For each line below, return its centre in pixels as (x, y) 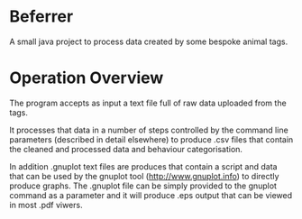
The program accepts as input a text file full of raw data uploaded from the (148, 103)
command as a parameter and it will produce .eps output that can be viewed (151, 195)
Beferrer (41, 17)
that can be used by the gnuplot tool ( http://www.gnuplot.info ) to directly (144, 176)
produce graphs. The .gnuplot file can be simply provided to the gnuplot (143, 186)
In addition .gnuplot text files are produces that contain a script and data (143, 166)
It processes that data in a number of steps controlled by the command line (149, 130)
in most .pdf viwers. (46, 205)
